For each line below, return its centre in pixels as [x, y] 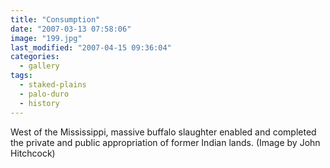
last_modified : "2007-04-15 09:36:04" [91, 47]
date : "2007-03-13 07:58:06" [71, 29]
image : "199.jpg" [46, 38]
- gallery [39, 66]
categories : [35, 57]
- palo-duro [44, 94]
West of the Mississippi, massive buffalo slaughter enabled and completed [163, 132]
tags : [21, 76]
